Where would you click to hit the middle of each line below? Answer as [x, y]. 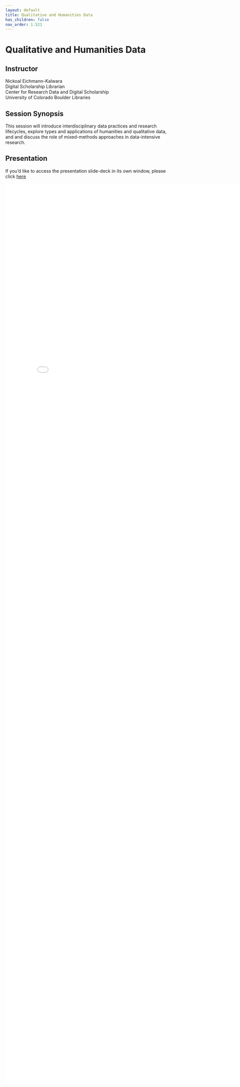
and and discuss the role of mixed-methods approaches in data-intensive [83, 137]
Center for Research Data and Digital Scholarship [57, 92]
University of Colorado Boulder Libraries [48, 98]
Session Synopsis [35, 114]
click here [16, 176]
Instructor [22, 69]
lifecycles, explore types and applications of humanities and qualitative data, [86, 132]
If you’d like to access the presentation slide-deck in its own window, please [86, 171]
